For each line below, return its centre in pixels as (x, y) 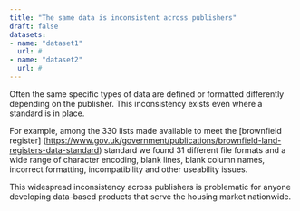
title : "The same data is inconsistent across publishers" (123, 18)
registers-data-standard (54, 149)
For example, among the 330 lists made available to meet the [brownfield (146, 130)
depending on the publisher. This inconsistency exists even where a (136, 103)
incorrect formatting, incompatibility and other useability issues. (129, 169)
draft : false (34, 26)
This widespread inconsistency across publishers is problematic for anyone (150, 187)
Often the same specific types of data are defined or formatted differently (147, 94)
